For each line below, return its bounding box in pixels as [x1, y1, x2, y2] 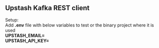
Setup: [5, 17, 19, 23]
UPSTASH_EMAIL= [5, 32, 45, 38]
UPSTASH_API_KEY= [5, 38, 50, 44]
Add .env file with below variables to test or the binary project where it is [5, 22, 154, 28]
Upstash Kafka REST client [5, 4, 90, 12]
